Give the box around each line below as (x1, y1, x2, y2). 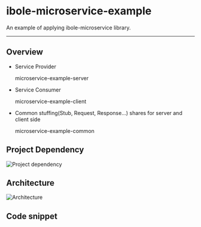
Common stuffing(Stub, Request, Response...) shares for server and (14, 109, 182, 116)
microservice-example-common (14, 127, 95, 134)
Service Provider (14, 63, 57, 70)
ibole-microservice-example (6, 4, 152, 18)
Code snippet (6, 211, 58, 221)
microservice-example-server (14, 74, 89, 81)
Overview (6, 47, 44, 57)
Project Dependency (6, 145, 84, 155)
